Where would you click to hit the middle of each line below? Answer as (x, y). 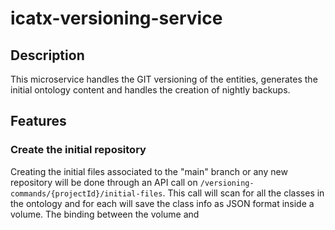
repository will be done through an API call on (104, 182)
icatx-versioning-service (116, 18)
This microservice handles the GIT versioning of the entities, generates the (164, 79)
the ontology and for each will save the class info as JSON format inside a (162, 203)
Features (38, 121)
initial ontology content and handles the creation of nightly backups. (150, 90)
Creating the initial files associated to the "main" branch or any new (149, 171)
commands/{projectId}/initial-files (86, 193)
